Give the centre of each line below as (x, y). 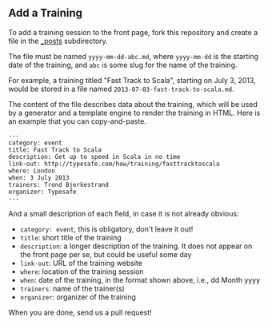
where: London (32, 171)
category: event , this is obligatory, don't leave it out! (106, 229)
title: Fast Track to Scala (55, 150)
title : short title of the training (70, 237)
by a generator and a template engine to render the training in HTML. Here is (134, 113)
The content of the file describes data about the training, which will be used (133, 104)
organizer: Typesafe (43, 192)
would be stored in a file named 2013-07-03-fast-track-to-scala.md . (121, 89)
